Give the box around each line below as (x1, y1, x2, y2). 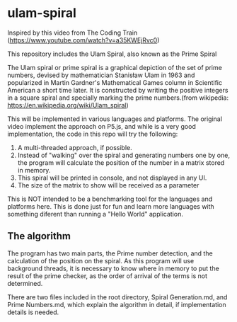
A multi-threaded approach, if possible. (17, 143, 132, 151)
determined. (7, 279, 43, 287)
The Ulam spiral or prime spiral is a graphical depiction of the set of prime (7, 63, 223, 71)
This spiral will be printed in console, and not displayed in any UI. (17, 173, 207, 182)
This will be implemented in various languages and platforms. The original (7, 115, 223, 123)
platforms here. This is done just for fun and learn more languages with (7, 202, 214, 210)
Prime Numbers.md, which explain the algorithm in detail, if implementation (7, 300, 226, 309)
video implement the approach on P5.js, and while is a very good (7, 122, 196, 130)
